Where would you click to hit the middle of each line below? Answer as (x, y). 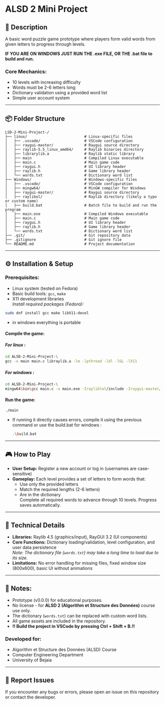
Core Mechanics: (26, 71)
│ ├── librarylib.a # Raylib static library (70, 154)
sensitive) (22, 474)
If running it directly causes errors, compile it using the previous (77, 420)
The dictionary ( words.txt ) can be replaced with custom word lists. (80, 616)
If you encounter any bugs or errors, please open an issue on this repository (82, 692)
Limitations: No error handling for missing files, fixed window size (79, 563)
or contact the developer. (31, 697)
